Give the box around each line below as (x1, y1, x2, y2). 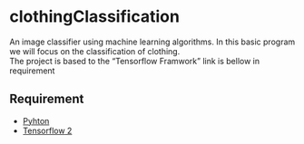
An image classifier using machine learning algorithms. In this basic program (9, 36, 296, 47)
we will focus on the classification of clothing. (9, 45, 181, 56)
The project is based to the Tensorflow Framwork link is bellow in (9, 55, 260, 66)
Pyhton (22, 115, 50, 126)
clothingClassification (9, 6, 180, 27)
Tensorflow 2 (22, 125, 73, 136)
